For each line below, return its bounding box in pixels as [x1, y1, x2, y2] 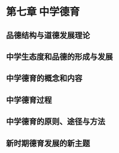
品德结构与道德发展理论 [6, 30, 90, 40]
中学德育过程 [6, 95, 52, 105]
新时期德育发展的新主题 [6, 138, 90, 148]
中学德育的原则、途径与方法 [6, 117, 106, 127]
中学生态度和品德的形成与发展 [6, 52, 113, 62]
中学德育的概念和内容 [6, 73, 82, 83]
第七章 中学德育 [6, 5, 80, 19]
